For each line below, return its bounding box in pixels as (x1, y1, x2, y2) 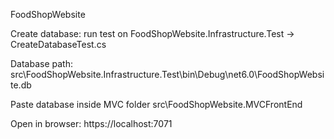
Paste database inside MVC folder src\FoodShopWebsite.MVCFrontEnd (10, 99, 303, 110)
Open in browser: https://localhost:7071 (10, 118, 173, 129)
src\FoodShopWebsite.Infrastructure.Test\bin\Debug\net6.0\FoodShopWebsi (10, 69, 325, 80)
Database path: (10, 58, 73, 69)
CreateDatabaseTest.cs (10, 39, 107, 50)
